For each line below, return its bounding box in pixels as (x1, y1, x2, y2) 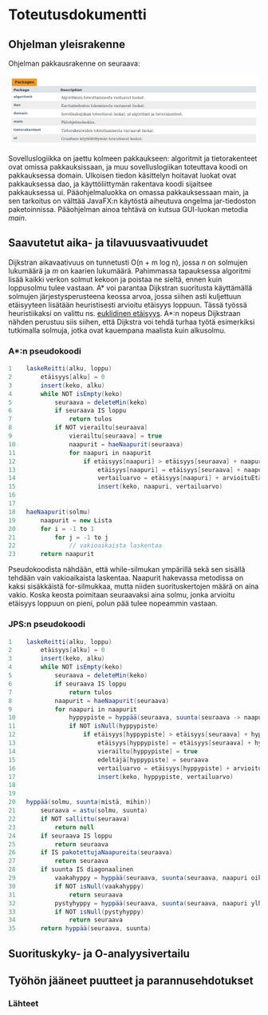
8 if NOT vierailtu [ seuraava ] (8, 424, 148, 432)
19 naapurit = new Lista (8, 516, 112, 525)
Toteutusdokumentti (8, 6, 148, 24)
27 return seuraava (8, 857, 109, 865)
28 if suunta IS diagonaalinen (8, 865, 134, 873)
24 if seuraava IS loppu (8, 832, 112, 840)
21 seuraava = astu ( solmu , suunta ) (8, 806, 148, 815)
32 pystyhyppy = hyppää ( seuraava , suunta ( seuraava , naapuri (8, 899, 248, 907)
